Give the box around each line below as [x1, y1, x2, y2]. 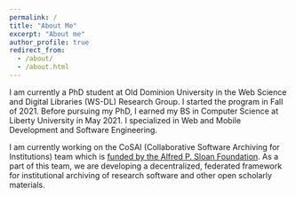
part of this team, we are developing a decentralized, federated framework [9, 161, 283, 171]
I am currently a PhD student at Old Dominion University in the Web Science [9, 86, 287, 98]
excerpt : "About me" [9, 29, 86, 38]
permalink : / [9, 12, 58, 22]
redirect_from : [9, 46, 66, 55]
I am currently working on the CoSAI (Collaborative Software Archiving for [9, 141, 280, 152]
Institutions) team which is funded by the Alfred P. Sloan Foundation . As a [9, 151, 279, 162]
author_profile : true [9, 37, 90, 47]
